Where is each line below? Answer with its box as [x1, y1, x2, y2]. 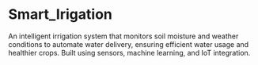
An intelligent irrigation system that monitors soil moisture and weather [8, 31, 239, 41]
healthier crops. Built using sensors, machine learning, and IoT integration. [8, 48, 251, 57]
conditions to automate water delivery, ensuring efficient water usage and [8, 39, 249, 49]
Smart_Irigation [8, 5, 112, 23]
